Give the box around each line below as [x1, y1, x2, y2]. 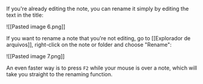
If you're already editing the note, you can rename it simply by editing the [6, 5, 189, 12]
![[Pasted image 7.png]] [6, 53, 65, 59]
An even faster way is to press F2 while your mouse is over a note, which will [6, 64, 198, 71]
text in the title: [6, 11, 44, 19]
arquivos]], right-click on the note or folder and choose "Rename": [6, 41, 171, 48]
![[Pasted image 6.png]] [6, 23, 65, 30]
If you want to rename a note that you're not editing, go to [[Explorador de [6, 35, 191, 41]
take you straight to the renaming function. [6, 71, 113, 77]
